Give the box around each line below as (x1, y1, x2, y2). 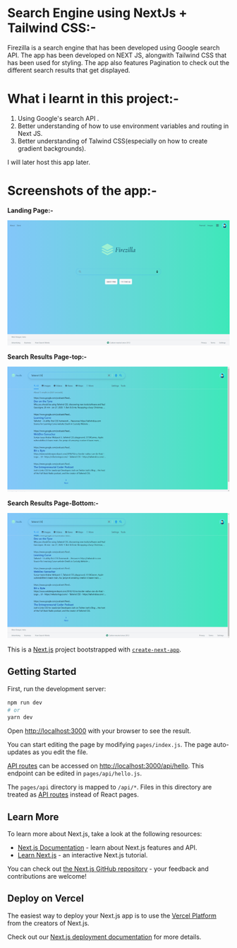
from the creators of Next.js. (7, 918, 90, 927)
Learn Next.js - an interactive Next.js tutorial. (17, 851, 148, 860)
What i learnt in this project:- (7, 91, 179, 107)
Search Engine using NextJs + (7, 5, 188, 21)
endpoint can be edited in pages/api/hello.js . (7, 769, 142, 778)
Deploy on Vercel (7, 893, 85, 905)
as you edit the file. (32, 748, 88, 756)
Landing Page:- (7, 206, 54, 214)
